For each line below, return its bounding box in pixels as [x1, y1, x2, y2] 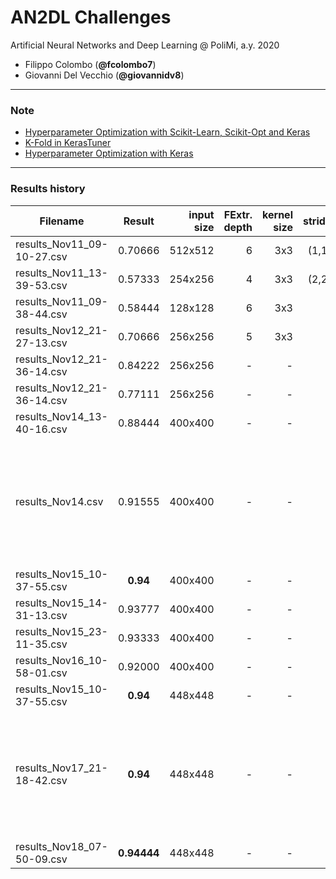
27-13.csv [15, 336, 68, 350]
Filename [39, 214, 85, 228]
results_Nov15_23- [15, 624, 108, 638]
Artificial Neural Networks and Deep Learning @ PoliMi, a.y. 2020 [10, 39, 280, 51]
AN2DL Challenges [10, 6, 172, 29]
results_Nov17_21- [15, 761, 108, 775]
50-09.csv [15, 852, 68, 866]
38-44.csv [15, 307, 68, 321]
